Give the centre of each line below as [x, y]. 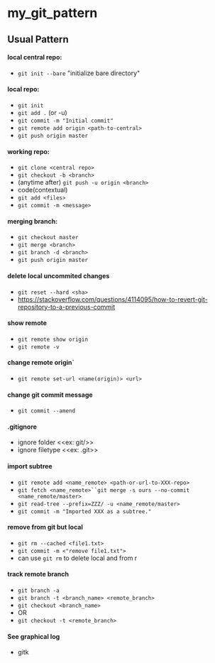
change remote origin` [41, 363]
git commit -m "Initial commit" [65, 121]
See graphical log [34, 636]
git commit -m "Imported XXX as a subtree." [84, 511]
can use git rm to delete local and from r [77, 558]
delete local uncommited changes [59, 275]
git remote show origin [53, 339]
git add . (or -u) [42, 112]
